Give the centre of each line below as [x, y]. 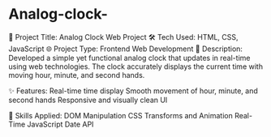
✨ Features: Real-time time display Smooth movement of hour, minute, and [133, 91]
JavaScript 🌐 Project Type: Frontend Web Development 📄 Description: [126, 49]
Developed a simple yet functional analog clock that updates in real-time [129, 58]
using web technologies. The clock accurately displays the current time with [136, 66]
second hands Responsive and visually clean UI [88, 100]
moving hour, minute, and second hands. [77, 75]
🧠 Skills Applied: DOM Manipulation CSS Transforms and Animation [120, 115]
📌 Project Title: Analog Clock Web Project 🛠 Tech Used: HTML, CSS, [123, 36]
